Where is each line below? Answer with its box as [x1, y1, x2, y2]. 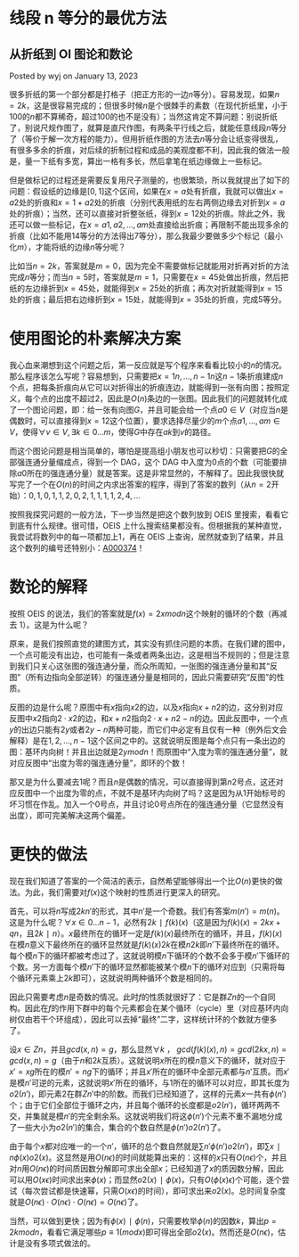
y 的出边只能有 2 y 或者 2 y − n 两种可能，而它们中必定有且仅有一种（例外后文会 [9, 724, 287, 735]
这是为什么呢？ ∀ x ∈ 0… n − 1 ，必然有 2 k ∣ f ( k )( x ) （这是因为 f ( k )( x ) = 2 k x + [9, 916, 281, 927]
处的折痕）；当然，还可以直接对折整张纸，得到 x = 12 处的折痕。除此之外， [9, 209, 278, 218]
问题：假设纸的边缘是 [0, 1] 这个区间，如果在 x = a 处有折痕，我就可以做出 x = [9, 186, 285, 196]
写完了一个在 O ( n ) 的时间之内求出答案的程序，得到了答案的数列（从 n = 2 [9, 479, 271, 489]
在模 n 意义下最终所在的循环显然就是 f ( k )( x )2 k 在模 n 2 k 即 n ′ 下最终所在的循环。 [9, 939, 285, 949]
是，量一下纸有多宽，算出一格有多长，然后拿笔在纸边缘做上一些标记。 [9, 156, 267, 166]
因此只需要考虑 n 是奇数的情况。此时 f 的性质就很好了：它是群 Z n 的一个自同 [9, 991, 276, 1002]
